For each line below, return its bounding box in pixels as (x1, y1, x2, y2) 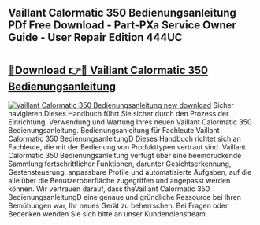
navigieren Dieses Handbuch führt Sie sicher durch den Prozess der (8, 109, 229, 118)
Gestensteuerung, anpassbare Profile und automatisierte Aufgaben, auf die (8, 168, 252, 176)
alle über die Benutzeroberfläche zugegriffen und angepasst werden (8, 176, 231, 185)
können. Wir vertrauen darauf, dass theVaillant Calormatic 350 (8, 184, 210, 194)
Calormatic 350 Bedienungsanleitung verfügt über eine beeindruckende (8, 151, 242, 160)
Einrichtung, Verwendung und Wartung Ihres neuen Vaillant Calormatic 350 (8, 117, 252, 127)
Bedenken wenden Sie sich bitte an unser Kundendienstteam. (8, 209, 208, 219)
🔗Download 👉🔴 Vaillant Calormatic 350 (8, 63, 209, 77)
